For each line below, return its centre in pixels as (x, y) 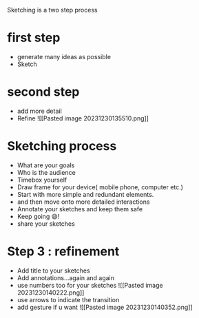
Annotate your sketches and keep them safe (80, 209)
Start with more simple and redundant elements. (85, 194)
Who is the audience (46, 172)
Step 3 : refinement (63, 251)
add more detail (39, 111)
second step (43, 92)
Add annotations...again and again (66, 277)
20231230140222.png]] (51, 293)
